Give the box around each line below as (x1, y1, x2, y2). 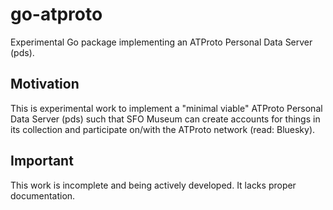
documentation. (10, 189, 76, 202)
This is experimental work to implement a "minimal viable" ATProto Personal (10, 102, 323, 114)
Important (10, 153, 74, 170)
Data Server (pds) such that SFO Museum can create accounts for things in (10, 113, 321, 125)
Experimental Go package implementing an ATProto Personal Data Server (10, 36, 313, 48)
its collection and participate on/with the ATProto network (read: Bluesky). (10, 123, 316, 135)
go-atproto (10, 3, 103, 26)
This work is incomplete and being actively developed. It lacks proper (10, 179, 297, 191)
